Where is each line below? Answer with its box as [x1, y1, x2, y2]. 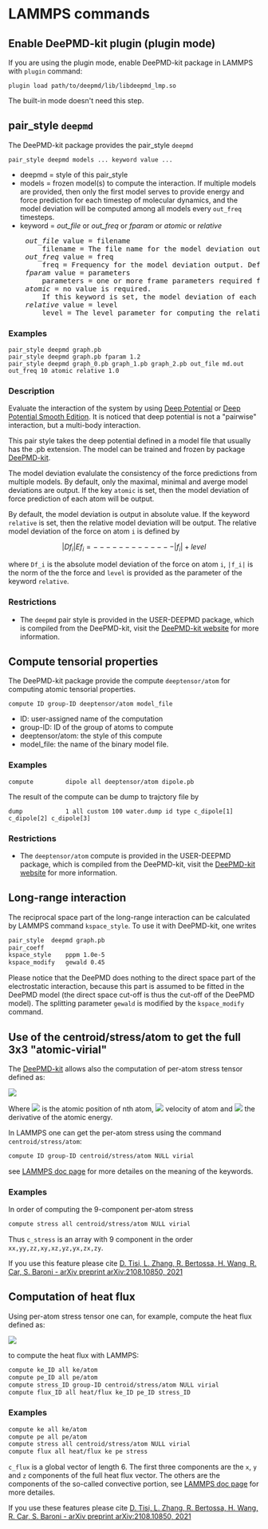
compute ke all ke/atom [8, 1425, 88, 1433]
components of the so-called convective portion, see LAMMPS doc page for [8, 1479, 259, 1489]
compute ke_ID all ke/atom [8, 1366, 98, 1374]
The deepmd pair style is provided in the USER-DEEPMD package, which [19, 614, 254, 624]
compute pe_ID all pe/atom [8, 1373, 98, 1381]
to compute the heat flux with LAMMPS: [8, 1350, 140, 1360]
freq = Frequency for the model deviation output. [41, 260, 245, 269]
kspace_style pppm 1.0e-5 [8, 951, 105, 959]
